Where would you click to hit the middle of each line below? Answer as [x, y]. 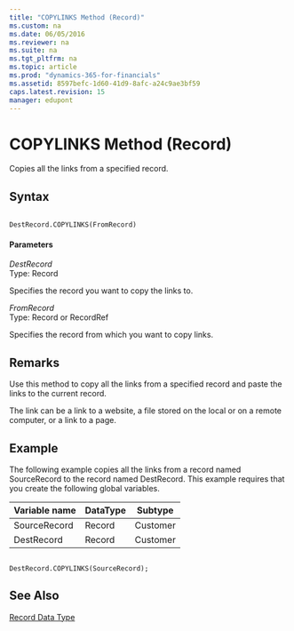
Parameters [31, 244]
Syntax [29, 196]
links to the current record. [58, 394]
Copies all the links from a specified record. [89, 169]
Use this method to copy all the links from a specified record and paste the [146, 384]
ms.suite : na [33, 51]
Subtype [155, 510]
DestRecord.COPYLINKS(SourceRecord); [79, 568]
